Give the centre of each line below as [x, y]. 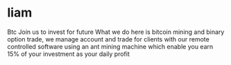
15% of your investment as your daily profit [68, 54]
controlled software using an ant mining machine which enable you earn [110, 46]
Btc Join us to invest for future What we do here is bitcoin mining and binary [116, 32]
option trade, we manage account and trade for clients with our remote [108, 39]
